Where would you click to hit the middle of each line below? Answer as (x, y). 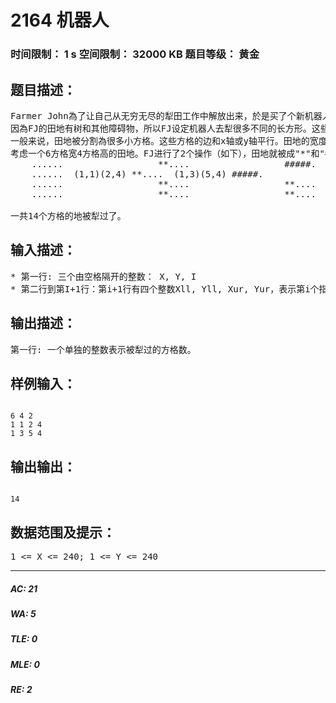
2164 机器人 (60, 20)
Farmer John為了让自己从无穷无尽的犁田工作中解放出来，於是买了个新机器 (166, 115)
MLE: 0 (25, 664)
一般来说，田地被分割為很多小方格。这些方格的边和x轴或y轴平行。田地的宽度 (169, 140)
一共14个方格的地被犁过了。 (68, 215)
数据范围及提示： (63, 532)
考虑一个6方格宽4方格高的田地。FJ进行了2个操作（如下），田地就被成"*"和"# (170, 153)
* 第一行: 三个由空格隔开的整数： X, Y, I (103, 276)
